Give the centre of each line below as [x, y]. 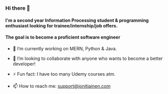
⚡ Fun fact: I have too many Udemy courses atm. [64, 74]
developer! [24, 64]
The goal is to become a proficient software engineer [63, 37]
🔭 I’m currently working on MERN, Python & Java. [65, 48]
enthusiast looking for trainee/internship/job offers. [61, 25]
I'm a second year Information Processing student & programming [77, 20]
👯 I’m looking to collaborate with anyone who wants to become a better [88, 58]
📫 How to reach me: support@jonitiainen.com [62, 86]
